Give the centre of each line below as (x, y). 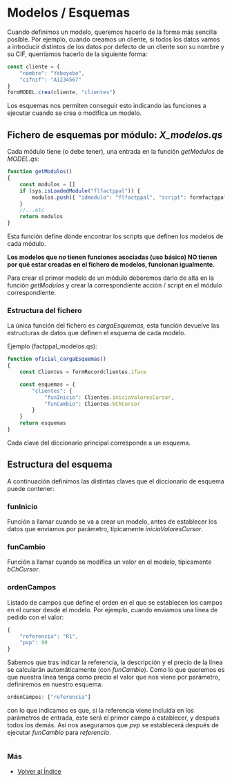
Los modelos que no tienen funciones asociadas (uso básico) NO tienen (112, 257)
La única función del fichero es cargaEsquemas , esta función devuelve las (113, 326)
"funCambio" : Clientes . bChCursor (92, 404)
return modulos (41, 217)
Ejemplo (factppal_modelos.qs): (52, 346)
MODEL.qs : (23, 159)
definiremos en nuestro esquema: (55, 684)
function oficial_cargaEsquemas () (57, 359)
